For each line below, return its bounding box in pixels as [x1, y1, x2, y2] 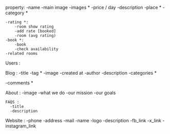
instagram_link [5, 123, 36, 129]
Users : [5, 60, 21, 66]
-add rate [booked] [14, 29, 56, 34]
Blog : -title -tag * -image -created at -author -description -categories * [5, 70, 157, 76]
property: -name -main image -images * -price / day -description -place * [5, 5, 162, 10]
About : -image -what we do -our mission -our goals [5, 90, 116, 96]
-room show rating [14, 24, 54, 29]
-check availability [14, 47, 59, 52]
